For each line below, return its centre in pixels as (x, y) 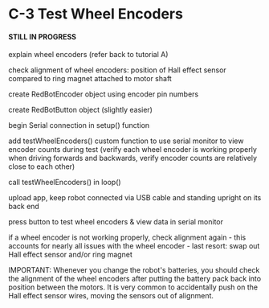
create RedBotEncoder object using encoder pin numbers (104, 94)
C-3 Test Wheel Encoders (96, 14)
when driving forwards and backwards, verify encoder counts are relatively (133, 158)
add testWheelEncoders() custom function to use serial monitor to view (126, 141)
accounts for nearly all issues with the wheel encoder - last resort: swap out (134, 246)
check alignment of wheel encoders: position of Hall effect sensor (117, 70)
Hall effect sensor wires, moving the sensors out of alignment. (111, 296)
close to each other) (42, 166)
